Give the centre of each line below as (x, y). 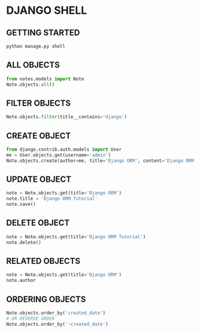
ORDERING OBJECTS (46, 299)
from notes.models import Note (45, 79)
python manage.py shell (36, 46)
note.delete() (24, 242)
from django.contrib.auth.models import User (64, 149)
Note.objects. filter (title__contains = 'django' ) (67, 117)
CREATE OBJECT (39, 136)
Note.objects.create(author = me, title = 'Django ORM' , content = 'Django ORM (100, 160)
